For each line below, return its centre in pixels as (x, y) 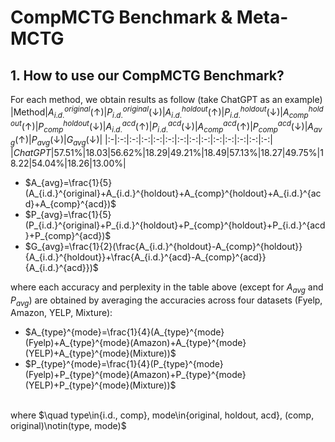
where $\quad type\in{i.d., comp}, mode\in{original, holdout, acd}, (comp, (162, 415)
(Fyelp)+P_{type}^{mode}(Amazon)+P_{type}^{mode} (135, 375)
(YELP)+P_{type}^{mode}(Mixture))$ (100, 385)
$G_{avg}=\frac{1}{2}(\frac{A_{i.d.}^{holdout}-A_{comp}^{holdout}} (163, 246)
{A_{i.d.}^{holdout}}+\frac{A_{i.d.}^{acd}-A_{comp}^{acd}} (145, 257)
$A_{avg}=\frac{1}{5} (68, 182)
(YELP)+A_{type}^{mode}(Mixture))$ (100, 353)
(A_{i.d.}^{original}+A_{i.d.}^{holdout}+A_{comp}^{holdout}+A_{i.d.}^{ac (173, 193)
